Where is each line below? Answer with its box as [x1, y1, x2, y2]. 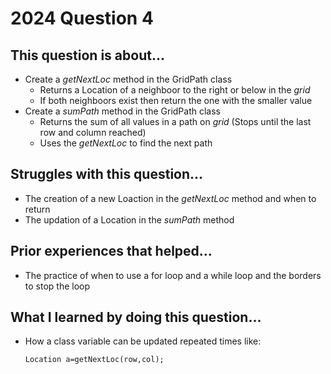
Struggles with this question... [10, 166, 204, 183]
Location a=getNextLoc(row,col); [24, 355, 165, 365]
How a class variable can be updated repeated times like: [24, 335, 262, 347]
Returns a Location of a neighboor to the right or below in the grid [39, 84, 311, 96]
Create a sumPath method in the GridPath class [24, 105, 221, 117]
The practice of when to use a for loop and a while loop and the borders [24, 269, 322, 281]
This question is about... [10, 47, 165, 64]
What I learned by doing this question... [10, 309, 262, 326]
